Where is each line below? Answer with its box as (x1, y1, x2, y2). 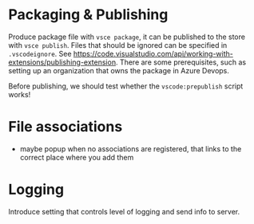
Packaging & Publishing (8, 6, 169, 24)
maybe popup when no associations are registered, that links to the (19, 143, 242, 153)
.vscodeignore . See (8, 49, 72, 58)
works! (8, 89, 31, 99)
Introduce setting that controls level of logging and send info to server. (8, 206, 240, 216)
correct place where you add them (19, 152, 134, 162)
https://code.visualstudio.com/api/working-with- (73, 49, 233, 58)
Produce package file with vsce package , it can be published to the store (8, 32, 246, 41)
